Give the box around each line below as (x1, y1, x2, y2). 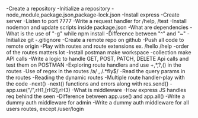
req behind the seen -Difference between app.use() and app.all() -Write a (6, 93, 185, 100)
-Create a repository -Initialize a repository (6, 5, 111, 12)
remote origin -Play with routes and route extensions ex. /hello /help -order (6, 42, 189, 50)
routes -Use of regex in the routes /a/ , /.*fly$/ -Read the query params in (6, 68, 186, 74)
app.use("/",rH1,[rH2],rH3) (6, 87, 71, 93)
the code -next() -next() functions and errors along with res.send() (6, 80, 169, 87)
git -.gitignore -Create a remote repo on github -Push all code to (27, 37, 184, 43)
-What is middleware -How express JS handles (71, 87, 187, 93)
